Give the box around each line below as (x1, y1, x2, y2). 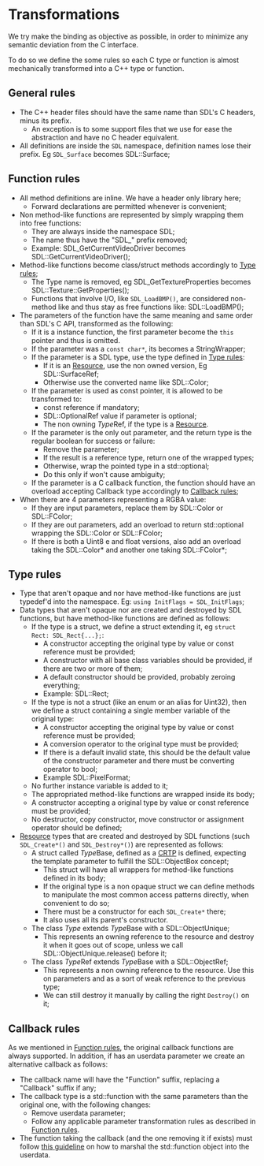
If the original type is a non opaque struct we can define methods (42, 881, 255, 892)
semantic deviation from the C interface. (8, 39, 139, 49)
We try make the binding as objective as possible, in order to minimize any (8, 32, 249, 41)
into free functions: (19, 218, 82, 228)
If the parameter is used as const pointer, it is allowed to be (31, 386, 223, 395)
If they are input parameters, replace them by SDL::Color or (31, 503, 224, 512)
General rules (8, 87, 76, 100)
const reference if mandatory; (42, 402, 140, 412)
